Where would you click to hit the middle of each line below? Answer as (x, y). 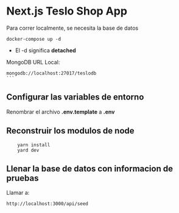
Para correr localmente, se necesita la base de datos (72, 28)
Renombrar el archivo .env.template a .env (61, 112)
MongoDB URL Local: (33, 62)
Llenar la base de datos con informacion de (90, 168)
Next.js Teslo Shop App (67, 11)
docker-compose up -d (34, 39)
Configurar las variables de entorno (75, 97)
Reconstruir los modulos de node (71, 131)
